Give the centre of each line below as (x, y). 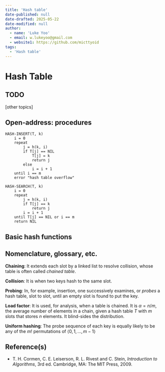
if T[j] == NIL (39, 151)
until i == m (28, 173)
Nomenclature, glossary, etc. (51, 254)
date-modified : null (27, 24)
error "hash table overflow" (44, 178)
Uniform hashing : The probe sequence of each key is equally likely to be (80, 326)
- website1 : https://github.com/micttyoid (54, 42)
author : (13, 28)
